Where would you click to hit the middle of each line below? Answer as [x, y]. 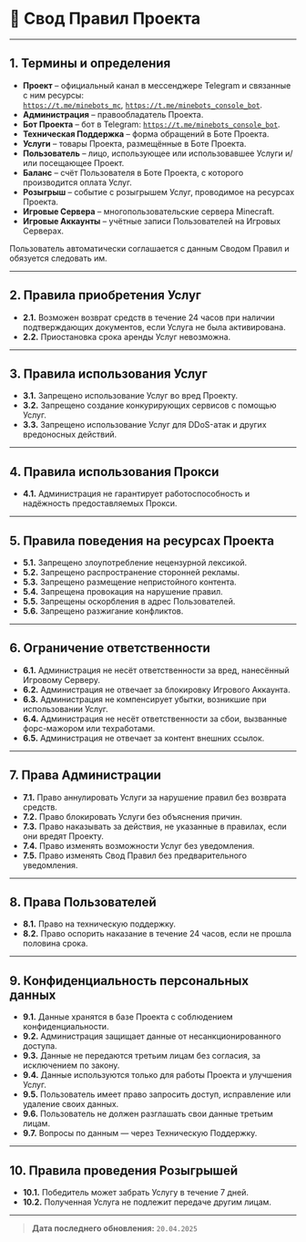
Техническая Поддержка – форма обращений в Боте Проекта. [146, 134]
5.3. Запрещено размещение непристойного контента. [129, 582]
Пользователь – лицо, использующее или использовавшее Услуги [153, 153]
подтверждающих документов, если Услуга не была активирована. [154, 326]
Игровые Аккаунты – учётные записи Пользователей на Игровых [151, 221]
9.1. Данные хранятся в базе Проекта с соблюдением [127, 1017]
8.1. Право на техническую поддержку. [99, 924]
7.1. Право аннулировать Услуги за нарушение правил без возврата [154, 797]
